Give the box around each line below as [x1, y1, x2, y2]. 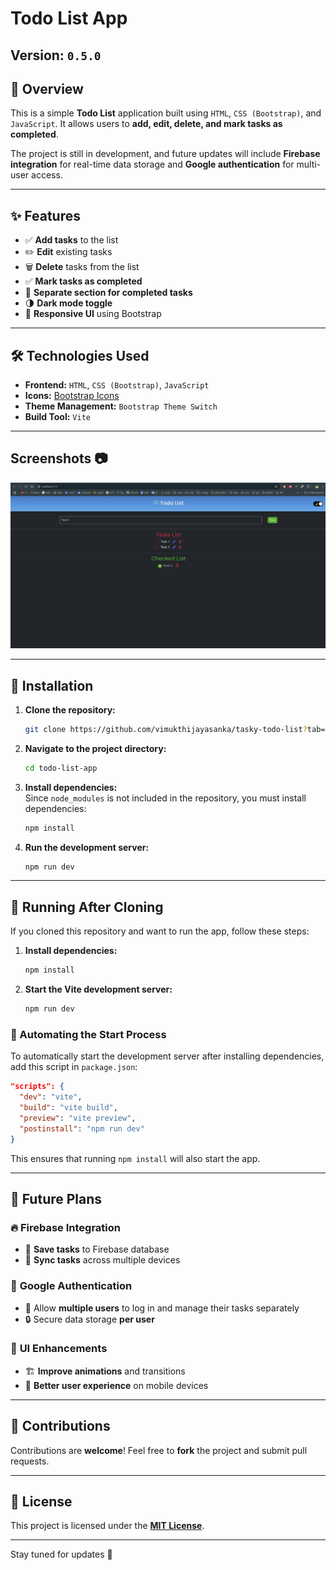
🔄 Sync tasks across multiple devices [24, 1254, 181, 1266]
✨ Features [10, 207, 81, 224]
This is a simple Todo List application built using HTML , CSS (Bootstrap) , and [10, 107, 322, 119]
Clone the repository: [24, 703, 116, 716]
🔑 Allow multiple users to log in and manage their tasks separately [24, 1302, 300, 1314]
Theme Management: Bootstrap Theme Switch [24, 400, 218, 412]
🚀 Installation [10, 677, 94, 694]
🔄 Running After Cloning [10, 898, 164, 916]
